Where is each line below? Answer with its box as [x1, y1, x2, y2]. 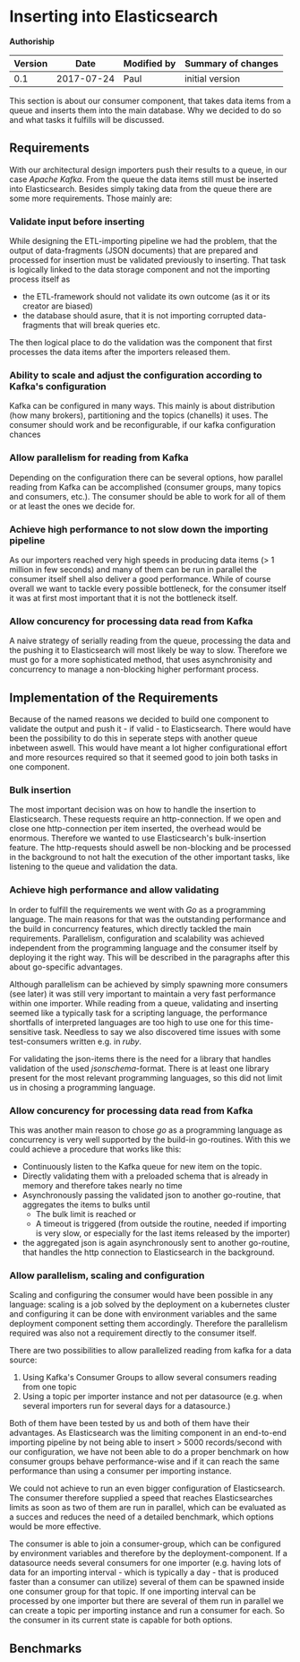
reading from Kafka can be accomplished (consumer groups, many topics [9, 482, 282, 492]
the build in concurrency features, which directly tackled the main [9, 923, 252, 934]
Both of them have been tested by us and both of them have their [9, 1418, 251, 1429]
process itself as [9, 274, 71, 284]
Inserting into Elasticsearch [9, 6, 219, 27]
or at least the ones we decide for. [9, 500, 136, 511]
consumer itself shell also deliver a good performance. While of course [9, 573, 271, 584]
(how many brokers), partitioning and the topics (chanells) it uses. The [9, 410, 269, 421]
